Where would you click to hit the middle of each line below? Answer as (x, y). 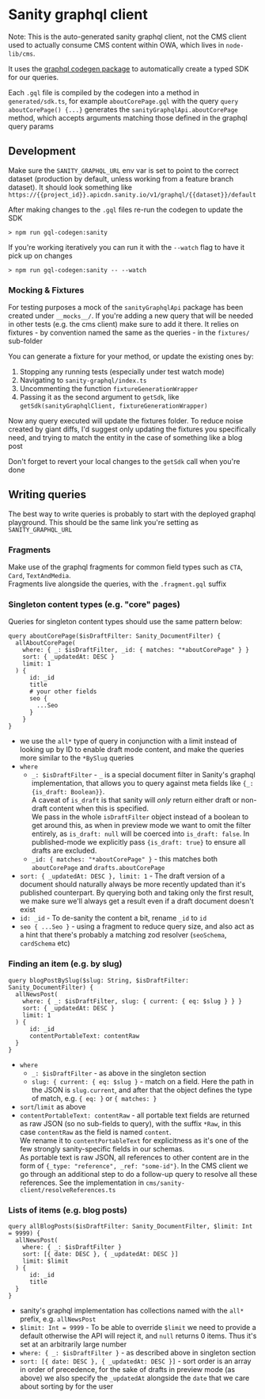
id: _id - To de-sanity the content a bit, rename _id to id (113, 918)
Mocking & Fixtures (46, 289)
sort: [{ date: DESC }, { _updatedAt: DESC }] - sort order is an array (135, 1361)
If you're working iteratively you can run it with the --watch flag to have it (127, 247)
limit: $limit (45, 1261)
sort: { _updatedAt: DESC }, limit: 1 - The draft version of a (122, 876)
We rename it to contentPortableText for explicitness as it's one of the (134, 1140)
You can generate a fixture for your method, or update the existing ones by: (131, 356)
